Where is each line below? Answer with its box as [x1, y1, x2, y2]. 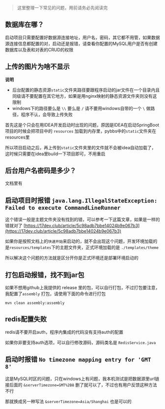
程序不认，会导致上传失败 [21, 111, 73, 117]
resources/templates [9, 245, 52, 250]
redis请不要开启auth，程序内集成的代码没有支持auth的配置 [5, 329, 124, 335]
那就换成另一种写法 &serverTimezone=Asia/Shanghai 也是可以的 [5, 398, 132, 404]
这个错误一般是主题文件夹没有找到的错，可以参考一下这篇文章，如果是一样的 [5, 217, 160, 222]
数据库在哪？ [5, 21, 44, 29]
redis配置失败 [5, 315, 47, 324]
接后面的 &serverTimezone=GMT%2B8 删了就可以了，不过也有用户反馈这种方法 [5, 382, 157, 387]
